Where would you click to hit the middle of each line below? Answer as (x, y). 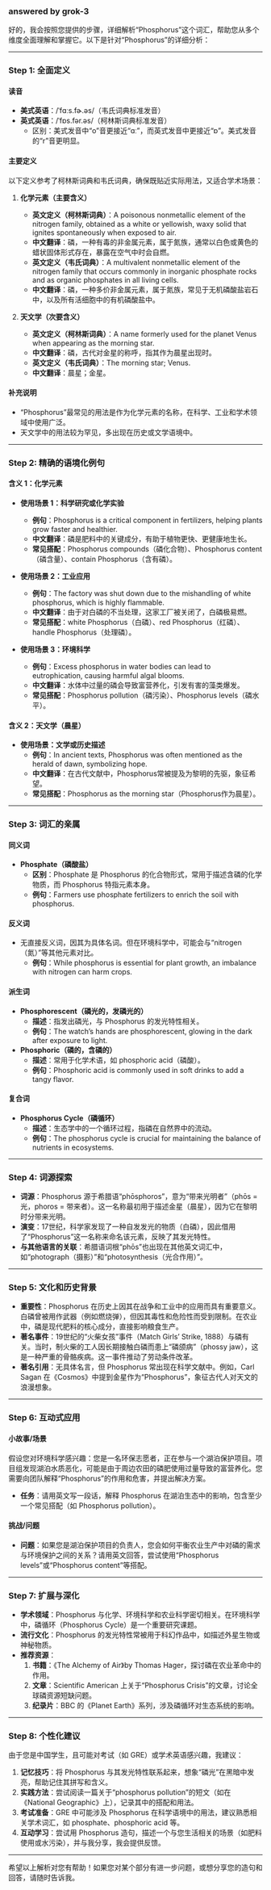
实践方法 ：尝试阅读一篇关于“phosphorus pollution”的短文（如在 (125, 1792)
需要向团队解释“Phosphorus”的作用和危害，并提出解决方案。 (109, 1478)
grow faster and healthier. (75, 529)
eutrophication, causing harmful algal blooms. (108, 675)
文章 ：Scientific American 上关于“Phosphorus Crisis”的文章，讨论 (142, 1686)
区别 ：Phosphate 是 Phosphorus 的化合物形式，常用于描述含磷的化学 (147, 874)
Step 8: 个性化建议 (44, 1736)
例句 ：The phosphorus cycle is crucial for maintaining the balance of (146, 1138)
